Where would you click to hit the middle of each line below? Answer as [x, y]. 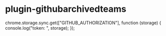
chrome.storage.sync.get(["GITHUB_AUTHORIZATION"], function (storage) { [83, 23]
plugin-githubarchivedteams [66, 9]
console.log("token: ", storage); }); [40, 28]
